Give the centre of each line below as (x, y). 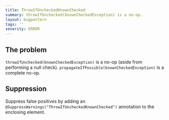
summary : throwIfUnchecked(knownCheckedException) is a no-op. (74, 15)
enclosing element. (25, 112)
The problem (26, 50)
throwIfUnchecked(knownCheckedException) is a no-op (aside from (74, 62)
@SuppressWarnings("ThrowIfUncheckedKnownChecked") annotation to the (80, 106)
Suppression (26, 89)
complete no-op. (23, 73)
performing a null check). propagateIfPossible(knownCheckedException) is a (85, 67)
